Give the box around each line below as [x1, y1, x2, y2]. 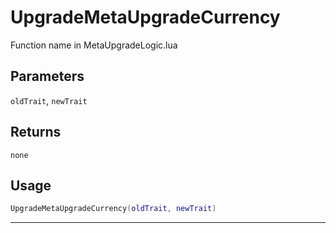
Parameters [10, 68, 85, 85]
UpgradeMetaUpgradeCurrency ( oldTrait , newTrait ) [10, 204, 217, 214]
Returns [10, 124, 62, 141]
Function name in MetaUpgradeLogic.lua [10, 39, 178, 51]
